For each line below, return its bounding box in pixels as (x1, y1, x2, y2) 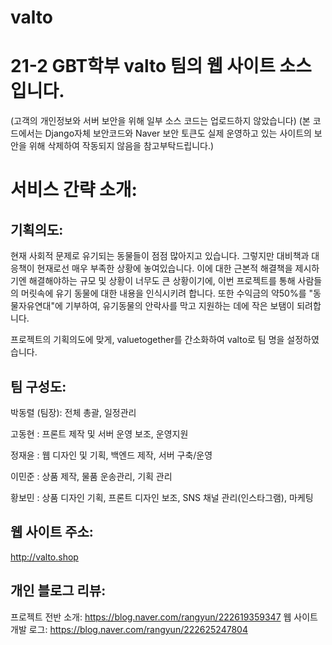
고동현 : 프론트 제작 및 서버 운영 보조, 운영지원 (10, 427, 189, 440)
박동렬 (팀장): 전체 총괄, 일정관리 (10, 406, 137, 418)
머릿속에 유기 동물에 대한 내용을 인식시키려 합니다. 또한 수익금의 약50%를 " (20, 287, 314, 300)
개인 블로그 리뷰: (10, 582, 107, 600)
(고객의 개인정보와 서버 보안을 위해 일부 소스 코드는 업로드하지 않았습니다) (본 (10, 115, 311, 127)
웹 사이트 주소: (10, 524, 94, 541)
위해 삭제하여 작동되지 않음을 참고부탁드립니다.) (28, 140, 215, 152)
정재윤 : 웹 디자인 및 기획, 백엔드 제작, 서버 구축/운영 (10, 449, 213, 461)
